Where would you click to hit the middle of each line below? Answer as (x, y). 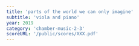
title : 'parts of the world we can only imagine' (70, 12)
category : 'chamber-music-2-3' (46, 28)
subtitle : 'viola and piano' (43, 17)
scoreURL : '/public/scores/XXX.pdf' (52, 34)
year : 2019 (20, 23)
